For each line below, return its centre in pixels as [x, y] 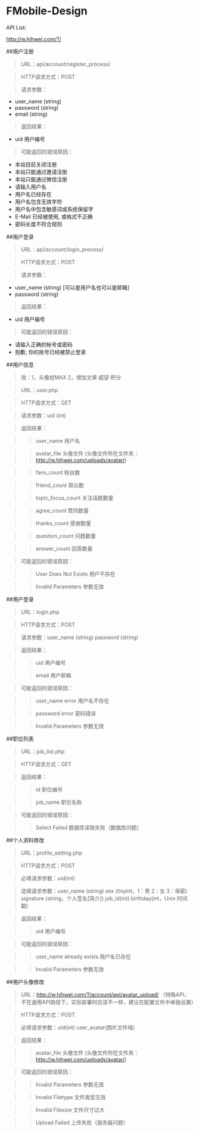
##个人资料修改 [25, 840]
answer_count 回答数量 [64, 548]
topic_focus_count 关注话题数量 [74, 498]
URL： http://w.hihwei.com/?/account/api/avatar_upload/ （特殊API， [105, 994]
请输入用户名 [30, 187]
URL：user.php [39, 390]
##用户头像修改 [25, 982]
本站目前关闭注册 [36, 164]
